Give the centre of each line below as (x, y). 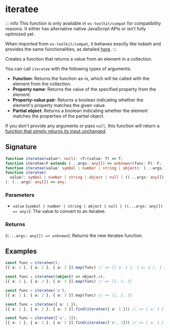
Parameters (20, 195)
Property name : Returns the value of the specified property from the (84, 89)
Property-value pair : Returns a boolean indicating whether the (78, 100)
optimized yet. (20, 34)
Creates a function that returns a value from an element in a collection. (79, 59)
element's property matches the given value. (59, 105)
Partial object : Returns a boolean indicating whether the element (80, 111)
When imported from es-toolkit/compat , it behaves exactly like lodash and (83, 43)
